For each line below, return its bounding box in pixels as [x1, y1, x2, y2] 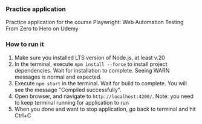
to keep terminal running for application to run [14, 99, 129, 106]
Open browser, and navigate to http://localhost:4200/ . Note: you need [14, 93, 194, 100]
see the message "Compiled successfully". [14, 86, 122, 93]
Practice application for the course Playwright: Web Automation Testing [5, 19, 184, 26]
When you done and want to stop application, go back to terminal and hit [14, 105, 196, 113]
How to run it [5, 40, 44, 48]
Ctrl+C [14, 111, 31, 119]
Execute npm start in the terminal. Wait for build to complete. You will [14, 79, 187, 86]
